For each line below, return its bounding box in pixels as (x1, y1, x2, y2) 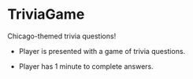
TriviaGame (7, 5, 85, 23)
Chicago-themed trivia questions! (7, 31, 117, 41)
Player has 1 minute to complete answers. (18, 61, 154, 71)
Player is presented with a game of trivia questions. (18, 46, 186, 56)
